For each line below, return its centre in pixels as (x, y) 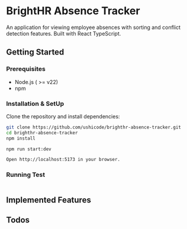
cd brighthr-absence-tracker (42, 133)
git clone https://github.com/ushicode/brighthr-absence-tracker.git (94, 127)
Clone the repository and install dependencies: (63, 116)
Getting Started (35, 52)
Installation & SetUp (35, 104)
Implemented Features (49, 200)
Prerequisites (26, 69)
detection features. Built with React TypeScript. (64, 33)
